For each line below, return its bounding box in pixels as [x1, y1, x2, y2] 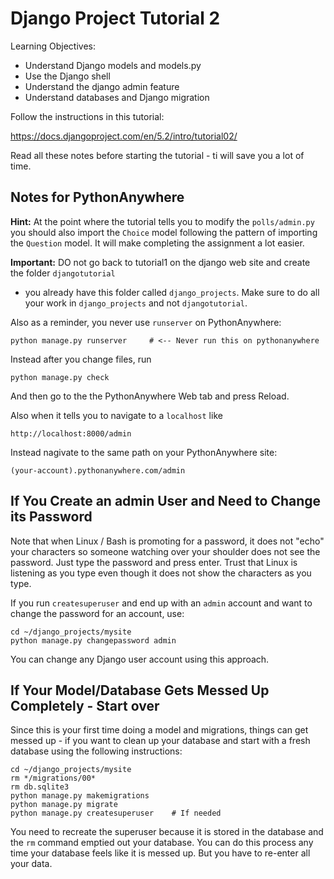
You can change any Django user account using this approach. [10, 653, 270, 665]
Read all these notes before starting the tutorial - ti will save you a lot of [10, 149, 305, 161]
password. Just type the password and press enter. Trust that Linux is [10, 556, 298, 568]
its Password [10, 508, 93, 526]
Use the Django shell [24, 70, 111, 82]
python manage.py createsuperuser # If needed [10, 808, 222, 819]
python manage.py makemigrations [10, 791, 150, 801]
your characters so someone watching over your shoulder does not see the [10, 545, 321, 557]
